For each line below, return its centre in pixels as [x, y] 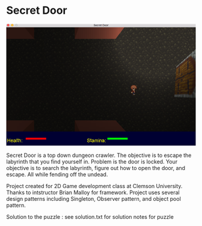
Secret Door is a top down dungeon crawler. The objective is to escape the [99, 155]
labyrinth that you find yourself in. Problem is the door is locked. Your [92, 161]
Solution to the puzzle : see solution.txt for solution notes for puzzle [90, 216]
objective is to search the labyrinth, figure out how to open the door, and [96, 168]
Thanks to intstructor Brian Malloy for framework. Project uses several [93, 192]
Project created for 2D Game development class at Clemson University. [94, 186]
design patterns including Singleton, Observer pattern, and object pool [94, 198]
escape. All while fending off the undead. [57, 174]
